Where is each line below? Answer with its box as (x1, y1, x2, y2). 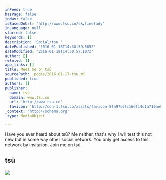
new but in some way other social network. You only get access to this (5, 136, 149, 142)
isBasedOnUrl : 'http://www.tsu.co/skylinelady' (5, 21, 105, 26)
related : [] (5, 58, 30, 63)
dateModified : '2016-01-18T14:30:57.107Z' (5, 49, 94, 54)
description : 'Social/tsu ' (5, 40, 63, 45)
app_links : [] (5, 62, 35, 67)
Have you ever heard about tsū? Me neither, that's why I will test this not (5, 131, 152, 137)
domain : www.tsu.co (9, 95, 50, 100)
